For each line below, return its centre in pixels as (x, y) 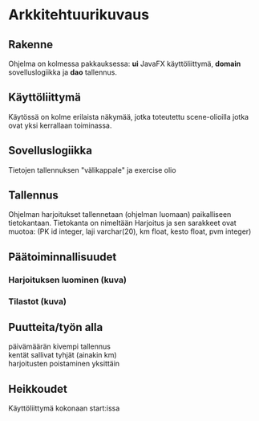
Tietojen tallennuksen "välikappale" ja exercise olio (92, 170)
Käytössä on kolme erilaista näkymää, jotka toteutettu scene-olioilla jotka (129, 116)
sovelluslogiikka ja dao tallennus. (63, 72)
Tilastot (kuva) (37, 301)
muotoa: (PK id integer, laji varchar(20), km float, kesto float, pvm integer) (130, 231)
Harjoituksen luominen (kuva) (67, 280)
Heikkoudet (38, 388)
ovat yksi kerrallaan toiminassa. (60, 125)
